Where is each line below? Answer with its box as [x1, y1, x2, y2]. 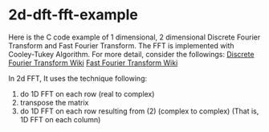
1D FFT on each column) [19, 114, 101, 124]
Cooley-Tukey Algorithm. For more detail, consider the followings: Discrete [8, 49, 255, 59]
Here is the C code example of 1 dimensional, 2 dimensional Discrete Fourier [8, 32, 261, 42]
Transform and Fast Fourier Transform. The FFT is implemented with [8, 40, 234, 50]
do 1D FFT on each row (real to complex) [19, 89, 155, 98]
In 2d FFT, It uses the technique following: [8, 73, 148, 83]
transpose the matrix [19, 97, 89, 107]
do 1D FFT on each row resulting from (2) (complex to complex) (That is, [19, 106, 259, 116]
